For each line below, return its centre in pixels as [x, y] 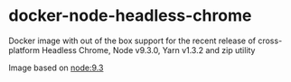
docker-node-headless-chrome [130, 16]
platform [24, 50]
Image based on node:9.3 [56, 68]
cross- [270, 41]
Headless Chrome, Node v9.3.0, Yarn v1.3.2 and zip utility [148, 50]
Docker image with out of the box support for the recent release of [132, 41]
